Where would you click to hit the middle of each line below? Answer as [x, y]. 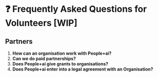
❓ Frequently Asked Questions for [76, 9]
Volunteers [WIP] [41, 23]
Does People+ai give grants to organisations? [60, 64]
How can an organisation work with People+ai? [62, 53]
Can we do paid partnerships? [44, 59]
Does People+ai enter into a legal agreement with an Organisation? [83, 69]
